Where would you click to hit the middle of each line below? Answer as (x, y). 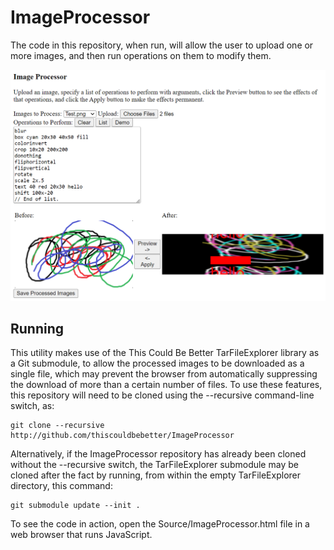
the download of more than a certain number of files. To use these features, (166, 385)
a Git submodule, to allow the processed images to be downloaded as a (157, 363)
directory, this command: (61, 486)
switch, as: (32, 406)
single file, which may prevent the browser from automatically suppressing (164, 374)
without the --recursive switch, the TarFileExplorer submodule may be (154, 465)
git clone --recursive (57, 426)
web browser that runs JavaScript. (81, 535)
